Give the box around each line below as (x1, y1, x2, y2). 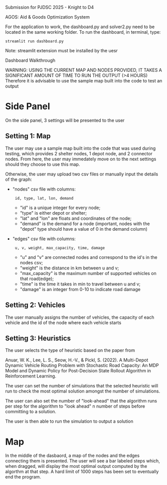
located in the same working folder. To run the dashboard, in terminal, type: (5, 29, 161, 35)
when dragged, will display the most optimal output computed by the (5, 463, 147, 469)
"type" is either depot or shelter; (20, 210, 87, 216)
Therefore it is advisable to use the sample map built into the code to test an (5, 78, 162, 83)
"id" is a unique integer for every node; (20, 205, 101, 211)
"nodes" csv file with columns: (12, 186, 76, 192)
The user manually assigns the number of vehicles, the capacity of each (5, 314, 154, 320)
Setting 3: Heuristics (5, 334, 71, 342)
